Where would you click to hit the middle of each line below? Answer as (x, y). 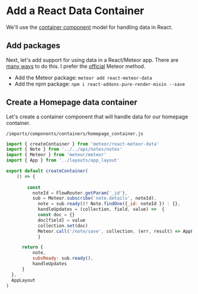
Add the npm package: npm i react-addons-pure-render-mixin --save (100, 84)
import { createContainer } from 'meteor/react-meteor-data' (83, 144)
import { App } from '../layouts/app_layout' (63, 160)
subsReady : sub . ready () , (63, 258)
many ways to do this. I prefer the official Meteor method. (76, 66)
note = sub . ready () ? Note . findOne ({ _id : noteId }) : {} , (109, 204)
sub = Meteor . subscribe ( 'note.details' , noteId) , (95, 199)
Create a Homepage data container (72, 102)
